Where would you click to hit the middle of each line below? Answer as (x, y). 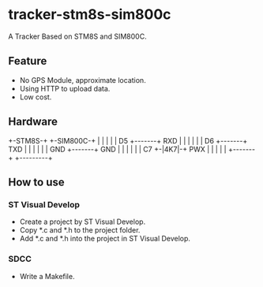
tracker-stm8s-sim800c (90, 15)
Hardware (33, 122)
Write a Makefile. (47, 276)
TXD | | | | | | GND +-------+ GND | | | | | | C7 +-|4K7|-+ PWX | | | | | (117, 149)
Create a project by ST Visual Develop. (83, 222)
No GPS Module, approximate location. (83, 80)
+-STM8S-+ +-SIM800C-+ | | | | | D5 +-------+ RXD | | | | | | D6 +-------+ (128, 140)
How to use (36, 182)
